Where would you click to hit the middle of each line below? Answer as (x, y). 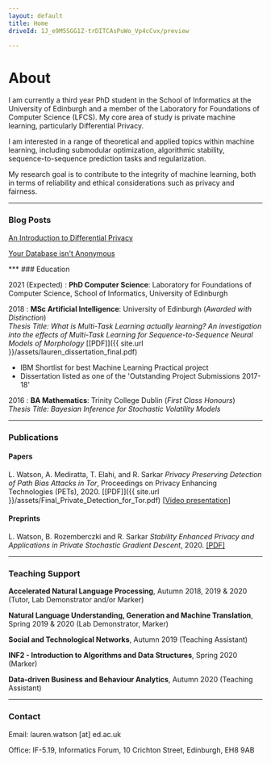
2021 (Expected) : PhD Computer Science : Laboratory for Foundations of (130, 284)
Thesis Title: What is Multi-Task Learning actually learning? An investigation (135, 326)
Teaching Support (44, 573)
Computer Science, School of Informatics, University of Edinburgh (118, 293)
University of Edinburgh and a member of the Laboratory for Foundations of (134, 109)
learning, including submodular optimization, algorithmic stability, (117, 150)
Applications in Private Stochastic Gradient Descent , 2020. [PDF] (117, 545)
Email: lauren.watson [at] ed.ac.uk (65, 734)
